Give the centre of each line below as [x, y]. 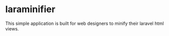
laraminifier [30, 9]
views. [12, 28]
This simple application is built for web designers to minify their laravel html [85, 23]
